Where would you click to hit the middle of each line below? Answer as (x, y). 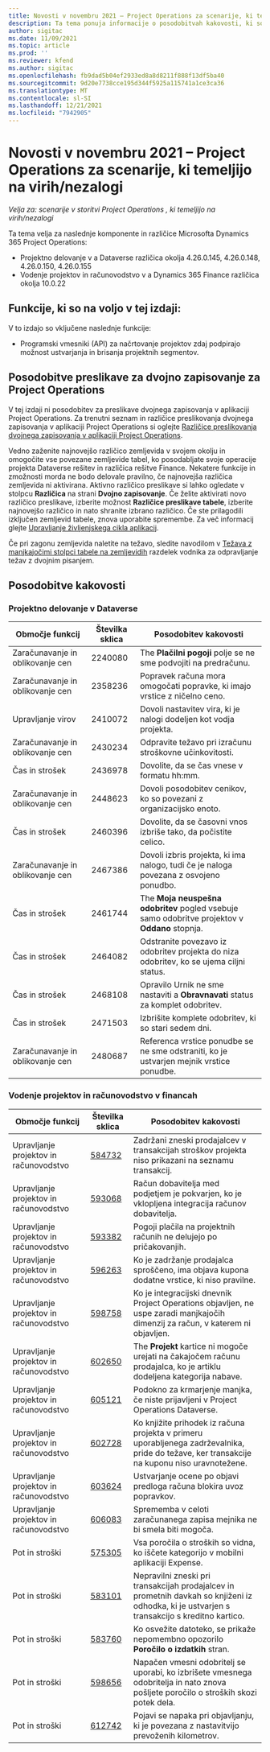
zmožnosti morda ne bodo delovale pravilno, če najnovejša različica (121, 476)
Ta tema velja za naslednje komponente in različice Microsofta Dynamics (129, 233)
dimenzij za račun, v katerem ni (192, 1323)
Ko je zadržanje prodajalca (183, 1259)
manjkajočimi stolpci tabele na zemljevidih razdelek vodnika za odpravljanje (133, 551)
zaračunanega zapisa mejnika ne (195, 1519)
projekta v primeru (168, 1433)
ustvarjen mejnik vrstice (185, 1062)
